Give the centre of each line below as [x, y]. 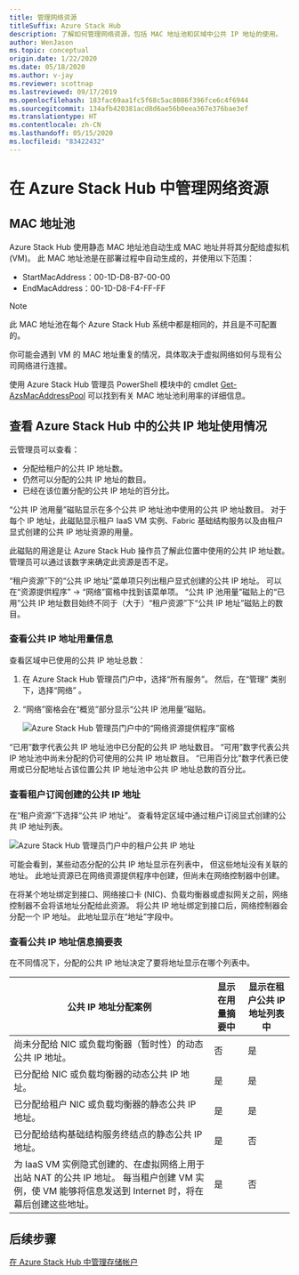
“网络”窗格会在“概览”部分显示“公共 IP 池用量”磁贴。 [116, 709]
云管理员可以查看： [44, 449]
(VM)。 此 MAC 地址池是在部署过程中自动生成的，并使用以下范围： [132, 258]
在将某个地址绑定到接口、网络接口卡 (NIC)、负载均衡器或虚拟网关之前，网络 [149, 894]
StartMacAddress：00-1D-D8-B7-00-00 [96, 277]
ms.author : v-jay [41, 76]
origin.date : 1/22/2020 [53, 59]
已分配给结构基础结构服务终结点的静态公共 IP [108, 1134]
